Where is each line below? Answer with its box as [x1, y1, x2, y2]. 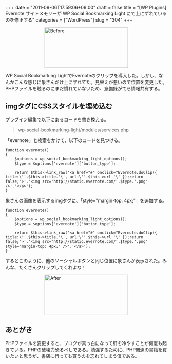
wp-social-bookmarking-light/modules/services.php [17, 127, 129, 133]
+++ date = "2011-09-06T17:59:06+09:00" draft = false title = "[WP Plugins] [5, 5, 167, 10]
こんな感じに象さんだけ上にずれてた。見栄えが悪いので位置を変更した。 [14, 79, 167, 85]
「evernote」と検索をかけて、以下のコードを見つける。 [5, 137, 123, 143]
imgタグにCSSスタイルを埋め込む [5, 102, 113, 111]
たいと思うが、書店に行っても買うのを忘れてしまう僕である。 [9, 353, 140, 359]
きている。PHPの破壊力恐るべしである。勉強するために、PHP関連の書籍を [5, 346, 163, 353]
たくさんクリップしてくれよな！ [18, 264, 86, 270]
